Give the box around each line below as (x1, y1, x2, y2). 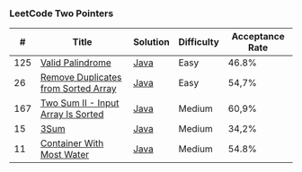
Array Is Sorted (40, 108, 104, 121)
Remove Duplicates (40, 71, 122, 83)
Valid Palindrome (40, 56, 112, 69)
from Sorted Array (40, 82, 117, 95)
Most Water (40, 149, 90, 161)
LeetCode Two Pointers (9, 7, 114, 20)
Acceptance (231, 30, 285, 43)
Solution (133, 36, 170, 48)
